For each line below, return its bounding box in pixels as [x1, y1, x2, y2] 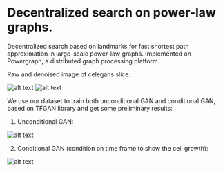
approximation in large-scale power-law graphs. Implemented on [7, 50, 192, 58]
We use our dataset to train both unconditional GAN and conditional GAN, [7, 96, 216, 105]
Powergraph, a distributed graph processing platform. [7, 56, 160, 65]
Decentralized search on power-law [7, 5, 216, 21]
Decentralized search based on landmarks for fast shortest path [7, 42, 189, 50]
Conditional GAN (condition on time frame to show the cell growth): [17, 144, 209, 152]
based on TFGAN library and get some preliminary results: [7, 104, 173, 112]
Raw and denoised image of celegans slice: [7, 70, 131, 78]
